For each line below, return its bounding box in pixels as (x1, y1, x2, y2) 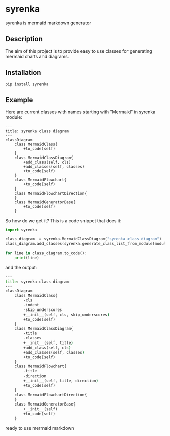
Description (5, 35, 43, 43)
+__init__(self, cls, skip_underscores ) (23, 312, 110, 317)
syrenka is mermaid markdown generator (5, 20, 91, 26)
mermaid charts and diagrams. (5, 53, 69, 59)
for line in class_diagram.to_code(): (5, 251, 87, 256)
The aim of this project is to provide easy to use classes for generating (5, 48, 153, 54)
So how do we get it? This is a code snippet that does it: (5, 217, 122, 224)
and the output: (5, 264, 37, 270)
